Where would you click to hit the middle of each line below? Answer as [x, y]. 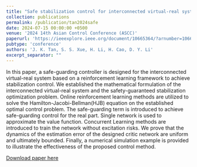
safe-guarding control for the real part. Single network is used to [84, 115]
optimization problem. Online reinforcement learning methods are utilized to [97, 97]
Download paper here [32, 158]
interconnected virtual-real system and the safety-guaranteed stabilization [96, 90]
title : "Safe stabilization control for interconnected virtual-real [93, 11]
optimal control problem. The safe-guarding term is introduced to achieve [95, 109]
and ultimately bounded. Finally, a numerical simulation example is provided [97, 140]
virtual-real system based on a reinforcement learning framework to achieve [98, 78]
